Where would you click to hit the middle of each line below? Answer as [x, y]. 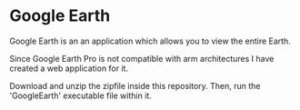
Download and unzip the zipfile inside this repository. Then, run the [135, 85]
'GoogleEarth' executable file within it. [80, 95]
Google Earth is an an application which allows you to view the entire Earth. [150, 41]
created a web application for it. [69, 68]
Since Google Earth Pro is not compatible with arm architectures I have [142, 58]
